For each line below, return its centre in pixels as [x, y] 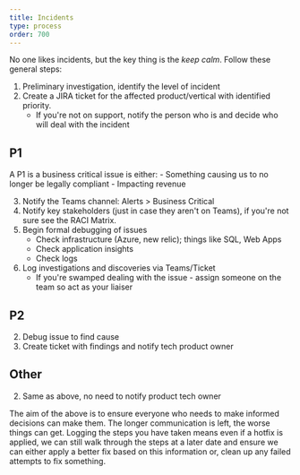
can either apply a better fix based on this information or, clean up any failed [150, 451]
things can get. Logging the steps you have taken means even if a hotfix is [146, 432]
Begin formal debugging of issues [85, 230]
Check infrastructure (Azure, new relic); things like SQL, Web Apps [159, 239]
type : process [36, 26]
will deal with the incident [82, 125]
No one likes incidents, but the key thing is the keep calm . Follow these [140, 60]
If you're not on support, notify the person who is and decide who [157, 115]
